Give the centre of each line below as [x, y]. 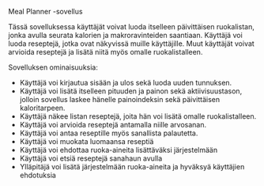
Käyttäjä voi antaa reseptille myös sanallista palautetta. [109, 133]
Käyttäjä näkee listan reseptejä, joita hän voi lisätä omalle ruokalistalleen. [138, 116]
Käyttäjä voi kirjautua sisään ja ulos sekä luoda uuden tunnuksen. [126, 83]
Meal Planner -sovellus [45, 11]
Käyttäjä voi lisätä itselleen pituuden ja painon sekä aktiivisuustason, [131, 91]
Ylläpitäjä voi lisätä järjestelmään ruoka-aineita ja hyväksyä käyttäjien [132, 167]
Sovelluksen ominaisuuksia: [53, 67]
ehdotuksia [38, 175]
